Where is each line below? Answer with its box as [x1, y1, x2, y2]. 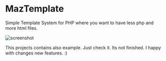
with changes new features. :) [5, 50, 68, 56]
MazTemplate [5, 3, 64, 15]
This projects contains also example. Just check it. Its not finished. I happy [5, 44, 161, 50]
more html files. [5, 25, 38, 31]
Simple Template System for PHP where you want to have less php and [5, 20, 154, 26]
